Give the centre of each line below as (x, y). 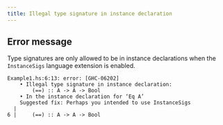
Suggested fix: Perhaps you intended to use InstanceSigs (105, 103)
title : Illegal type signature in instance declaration (90, 14)
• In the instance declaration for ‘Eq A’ (82, 97)
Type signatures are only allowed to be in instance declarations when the (112, 58)
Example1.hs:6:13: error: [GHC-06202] (63, 78)
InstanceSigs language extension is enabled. (71, 66)
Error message (40, 42)
